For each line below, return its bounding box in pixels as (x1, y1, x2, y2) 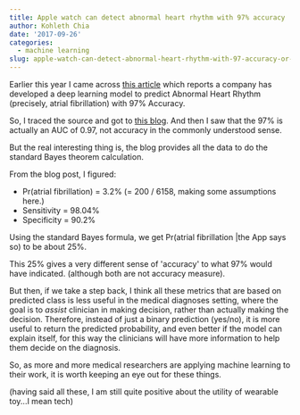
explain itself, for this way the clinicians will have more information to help (9, 333, 280, 344)
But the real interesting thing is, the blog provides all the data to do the (9, 142, 268, 153)
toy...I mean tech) (9, 396, 74, 406)
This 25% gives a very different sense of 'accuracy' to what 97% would (9, 259, 272, 269)
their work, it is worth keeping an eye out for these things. (9, 369, 221, 379)
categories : (9, 37, 54, 47)
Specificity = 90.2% (21, 215, 96, 225)
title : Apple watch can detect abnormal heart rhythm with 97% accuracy (9, 12, 286, 22)
